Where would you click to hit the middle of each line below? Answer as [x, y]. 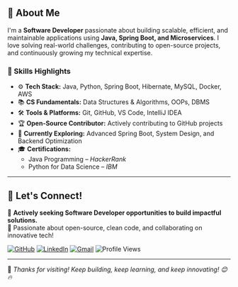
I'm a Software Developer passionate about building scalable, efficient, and [118, 30]
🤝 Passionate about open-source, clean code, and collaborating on [105, 227]
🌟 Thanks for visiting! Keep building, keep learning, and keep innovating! [113, 269]
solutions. [22, 220]
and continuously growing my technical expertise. [80, 52]
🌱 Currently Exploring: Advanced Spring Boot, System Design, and [116, 134]
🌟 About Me [34, 13]
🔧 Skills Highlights [39, 71]
